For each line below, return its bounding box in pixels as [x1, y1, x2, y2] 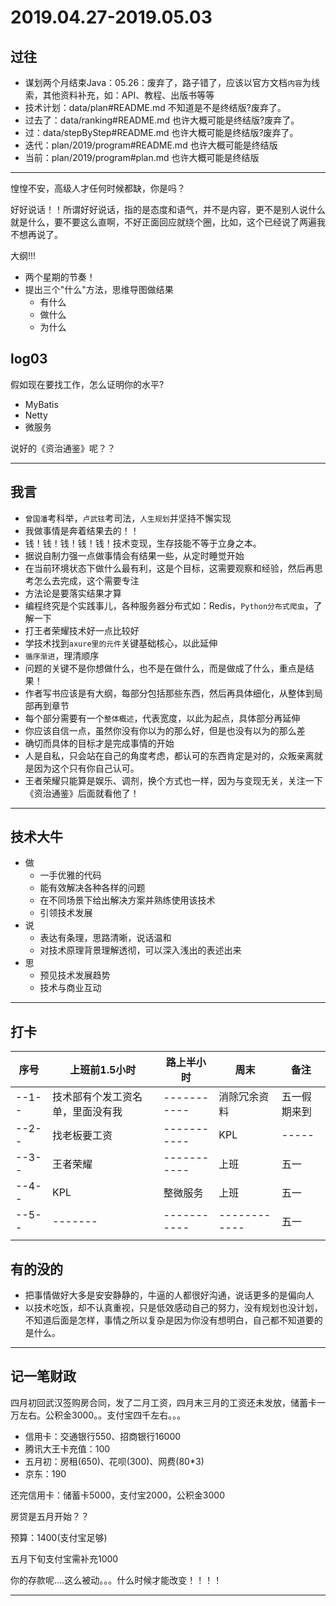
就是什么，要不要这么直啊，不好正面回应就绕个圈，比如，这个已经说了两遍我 [10, 216, 326, 228]
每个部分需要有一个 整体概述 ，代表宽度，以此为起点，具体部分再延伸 [24, 712, 301, 724]
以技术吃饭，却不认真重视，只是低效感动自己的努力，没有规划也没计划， [24, 1302, 323, 1314]
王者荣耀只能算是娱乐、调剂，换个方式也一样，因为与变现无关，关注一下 [24, 774, 323, 786]
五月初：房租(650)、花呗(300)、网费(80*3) [24, 1455, 205, 1467]
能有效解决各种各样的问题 [39, 882, 146, 894]
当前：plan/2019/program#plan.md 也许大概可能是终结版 [24, 152, 260, 163]
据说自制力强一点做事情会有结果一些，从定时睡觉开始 [24, 549, 245, 561]
